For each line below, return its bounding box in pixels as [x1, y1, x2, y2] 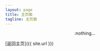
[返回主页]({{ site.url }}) [5, 40, 54, 46]
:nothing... [74, 30, 95, 36]
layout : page [5, 7, 33, 12]
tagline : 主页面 [5, 16, 37, 21]
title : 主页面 [5, 12, 33, 17]
